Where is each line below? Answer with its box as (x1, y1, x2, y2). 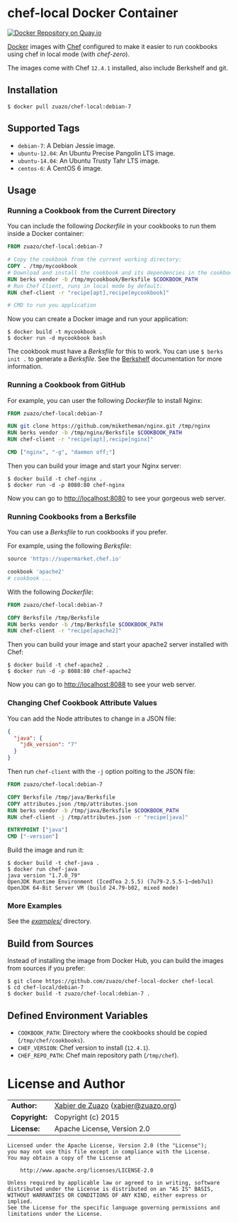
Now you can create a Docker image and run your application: (7, 315, 188, 323)
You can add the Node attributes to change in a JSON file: (7, 714, 176, 723)
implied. (7, 1198, 33, 1205)
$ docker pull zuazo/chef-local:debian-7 (7, 103, 132, 110)
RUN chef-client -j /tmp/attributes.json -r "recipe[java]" (7, 814, 189, 821)
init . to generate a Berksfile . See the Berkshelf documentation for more (7, 355, 222, 363)
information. (7, 362, 43, 371)
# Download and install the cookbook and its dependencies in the (7, 269, 208, 276)
